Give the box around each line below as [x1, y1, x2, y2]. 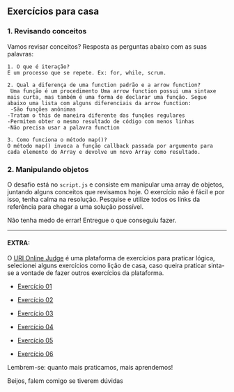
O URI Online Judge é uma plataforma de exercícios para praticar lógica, [7, 254, 215, 262]
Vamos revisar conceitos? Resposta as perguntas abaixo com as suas [7, 42, 208, 51]
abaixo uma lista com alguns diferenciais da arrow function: [7, 100, 192, 107]
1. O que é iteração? [7, 63, 70, 70]
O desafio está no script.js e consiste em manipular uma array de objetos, [7, 180, 224, 189]
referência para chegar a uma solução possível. [7, 202, 144, 211]
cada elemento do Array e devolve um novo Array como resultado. [7, 148, 201, 155]
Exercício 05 [17, 336, 54, 345]
